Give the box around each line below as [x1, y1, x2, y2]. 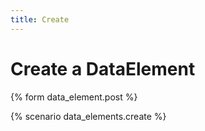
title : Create [10, 14, 70, 25]
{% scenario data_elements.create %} [10, 110, 167, 122]
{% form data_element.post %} [10, 91, 138, 103]
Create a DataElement [10, 57, 196, 80]
